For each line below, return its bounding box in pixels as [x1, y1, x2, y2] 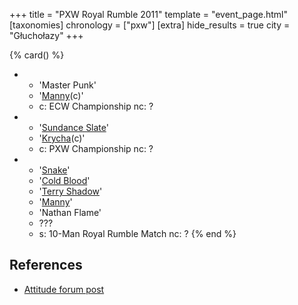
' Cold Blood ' [38, 175, 91, 186]
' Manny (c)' [38, 90, 84, 101]
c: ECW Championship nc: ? [38, 100, 154, 112]
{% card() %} [9, 49, 65, 61]
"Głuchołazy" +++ [9, 30, 84, 41]
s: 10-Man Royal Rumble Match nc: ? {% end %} [38, 228, 237, 239]
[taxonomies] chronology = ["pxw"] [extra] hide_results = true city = [9, 19, 291, 31]
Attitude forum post [23, 283, 105, 295]
